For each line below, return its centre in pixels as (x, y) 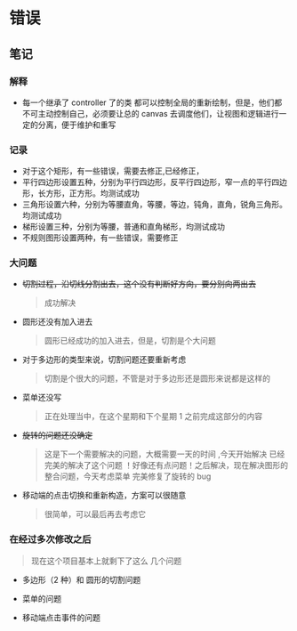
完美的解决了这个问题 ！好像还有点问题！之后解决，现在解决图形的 (166, 465)
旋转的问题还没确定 (57, 435)
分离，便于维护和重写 (77, 125)
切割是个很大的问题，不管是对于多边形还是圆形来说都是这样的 (157, 378)
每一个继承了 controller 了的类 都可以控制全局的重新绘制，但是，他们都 (152, 102)
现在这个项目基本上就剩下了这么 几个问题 (106, 561)
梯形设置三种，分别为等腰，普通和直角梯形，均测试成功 (123, 227)
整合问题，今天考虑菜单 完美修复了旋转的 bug (128, 476)
